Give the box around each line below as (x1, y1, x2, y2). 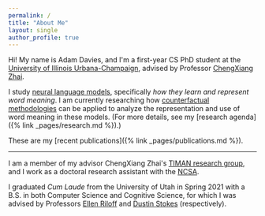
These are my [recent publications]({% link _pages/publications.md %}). (8, 136, 244, 146)
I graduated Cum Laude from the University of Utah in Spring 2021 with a (8, 182, 246, 192)
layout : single (8, 26, 58, 34)
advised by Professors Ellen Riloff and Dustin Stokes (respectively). (8, 199, 227, 209)
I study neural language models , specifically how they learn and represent (8, 88, 249, 97)
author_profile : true (8, 33, 80, 42)
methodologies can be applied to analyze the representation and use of (8, 104, 241, 114)
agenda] (229, 112, 256, 122)
